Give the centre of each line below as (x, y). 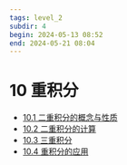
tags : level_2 (36, 18)
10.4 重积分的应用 (55, 151)
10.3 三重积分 (47, 141)
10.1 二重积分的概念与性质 (70, 118)
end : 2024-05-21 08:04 (52, 43)
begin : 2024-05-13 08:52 (56, 34)
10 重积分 (44, 91)
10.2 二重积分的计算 (59, 129)
